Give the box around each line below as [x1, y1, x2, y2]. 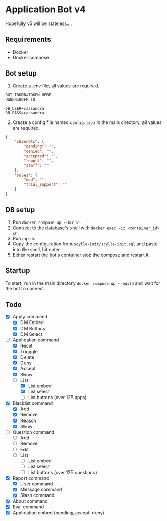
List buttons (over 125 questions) [28, 469, 97, 476]
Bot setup [5, 69, 37, 78]
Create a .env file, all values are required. [12, 83, 100, 89]
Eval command [12, 504, 44, 510]
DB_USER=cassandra [5, 106, 44, 111]
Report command [12, 475, 50, 481]
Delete [20, 354, 35, 360]
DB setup [5, 206, 35, 214]
